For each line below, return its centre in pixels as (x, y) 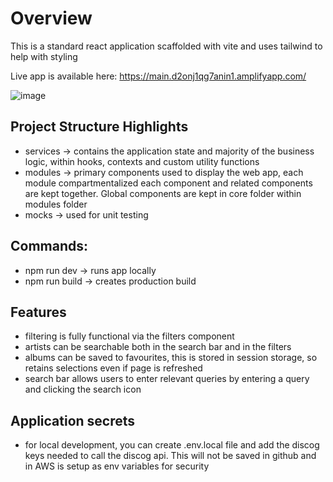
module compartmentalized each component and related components (168, 183)
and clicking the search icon (83, 389)
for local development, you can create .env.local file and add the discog (172, 445)
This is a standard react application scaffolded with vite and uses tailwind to (166, 46)
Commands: (49, 246)
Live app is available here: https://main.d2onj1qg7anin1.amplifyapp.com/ (158, 76)
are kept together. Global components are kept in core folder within (163, 193)
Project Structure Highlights (99, 127)
